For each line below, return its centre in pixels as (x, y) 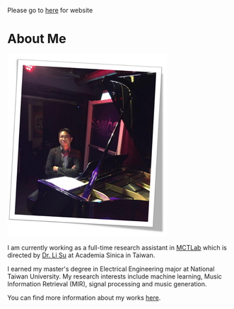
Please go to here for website (50, 10)
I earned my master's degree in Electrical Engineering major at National (111, 269)
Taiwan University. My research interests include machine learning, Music (115, 276)
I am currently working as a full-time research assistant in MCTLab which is (117, 247)
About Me (37, 39)
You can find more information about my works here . (84, 298)
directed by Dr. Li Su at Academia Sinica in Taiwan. (81, 255)
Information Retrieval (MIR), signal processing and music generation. (107, 283)
